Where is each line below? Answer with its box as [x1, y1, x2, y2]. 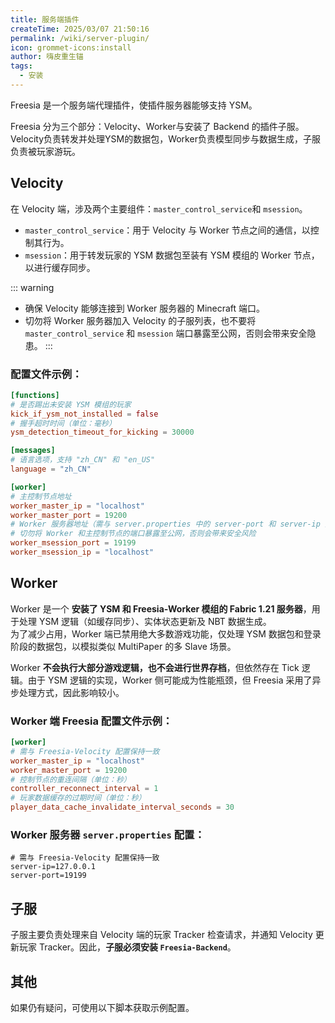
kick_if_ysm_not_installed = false [10, 409, 159, 419]
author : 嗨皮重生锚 [10, 52, 84, 62]
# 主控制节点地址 [10, 491, 72, 501]
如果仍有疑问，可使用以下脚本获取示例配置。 [10, 1002, 195, 1014]
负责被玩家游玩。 [10, 145, 81, 157]
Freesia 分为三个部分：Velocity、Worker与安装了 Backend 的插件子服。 [10, 120, 305, 132]
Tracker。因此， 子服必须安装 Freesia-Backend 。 [38, 941, 237, 953]
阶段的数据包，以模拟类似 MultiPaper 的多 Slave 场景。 [10, 640, 237, 652]
